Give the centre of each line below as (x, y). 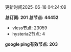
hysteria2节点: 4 (28, 34)
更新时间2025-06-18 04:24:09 (36, 7)
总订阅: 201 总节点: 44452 (32, 17)
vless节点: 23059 (30, 28)
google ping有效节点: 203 (31, 44)
